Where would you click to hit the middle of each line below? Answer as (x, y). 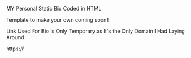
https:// (15, 49)
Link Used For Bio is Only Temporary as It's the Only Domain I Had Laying (96, 31)
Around (15, 37)
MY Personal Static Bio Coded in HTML (54, 8)
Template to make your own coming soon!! (58, 20)
